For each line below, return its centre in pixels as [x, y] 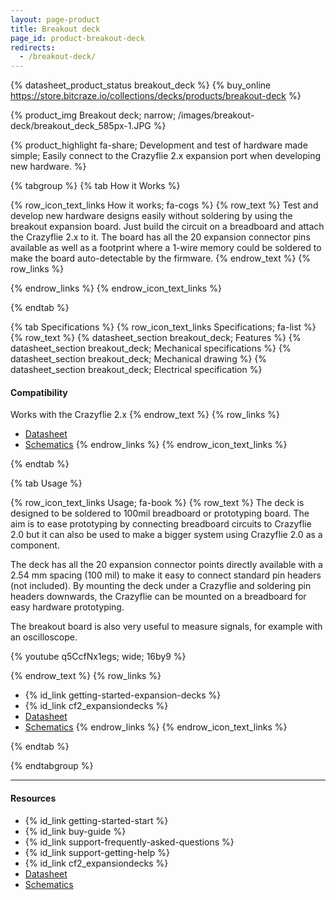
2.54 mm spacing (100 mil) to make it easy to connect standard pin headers [166, 575]
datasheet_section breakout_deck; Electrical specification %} [136, 370]
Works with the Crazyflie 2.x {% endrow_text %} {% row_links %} [145, 415]
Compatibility [39, 392]
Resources [33, 798]
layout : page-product [55, 19]
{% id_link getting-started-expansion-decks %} [123, 695]
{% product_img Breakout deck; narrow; [93, 115]
